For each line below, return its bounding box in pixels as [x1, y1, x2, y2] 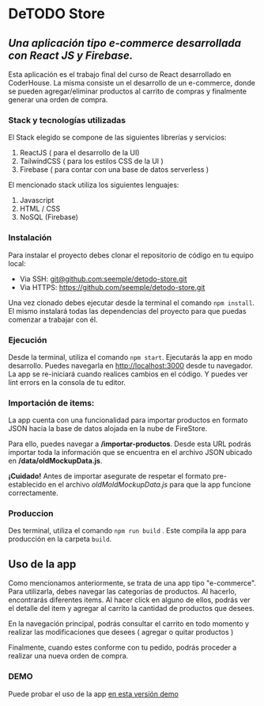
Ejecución [8, 334, 47, 345]
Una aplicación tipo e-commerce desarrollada [8, 36, 241, 50]
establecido [8, 480, 47, 490]
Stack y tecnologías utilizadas [8, 114, 126, 125]
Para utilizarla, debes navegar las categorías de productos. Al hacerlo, [8, 587, 237, 597]
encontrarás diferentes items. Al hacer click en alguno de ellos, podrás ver [8, 595, 251, 605]
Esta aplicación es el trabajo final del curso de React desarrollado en [8, 70, 232, 79]
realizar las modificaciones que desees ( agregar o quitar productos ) [8, 628, 234, 637]
